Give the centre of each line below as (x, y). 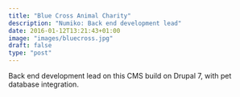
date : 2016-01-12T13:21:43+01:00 (64, 30)
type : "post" (30, 53)
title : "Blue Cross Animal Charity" (70, 16)
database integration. (43, 84)
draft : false (30, 46)
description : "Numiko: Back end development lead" (95, 23)
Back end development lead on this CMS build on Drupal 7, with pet (120, 76)
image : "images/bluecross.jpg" (61, 38)
